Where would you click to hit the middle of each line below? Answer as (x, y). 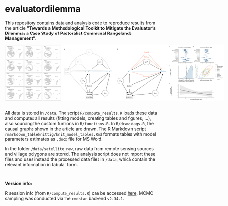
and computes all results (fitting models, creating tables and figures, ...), (78, 118)
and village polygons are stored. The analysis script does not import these (80, 154)
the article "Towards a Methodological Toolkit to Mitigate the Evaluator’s (81, 28)
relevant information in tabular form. (42, 164)
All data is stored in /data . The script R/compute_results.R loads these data (81, 113)
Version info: (18, 183)
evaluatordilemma (43, 9)
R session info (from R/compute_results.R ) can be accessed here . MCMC (79, 193)
